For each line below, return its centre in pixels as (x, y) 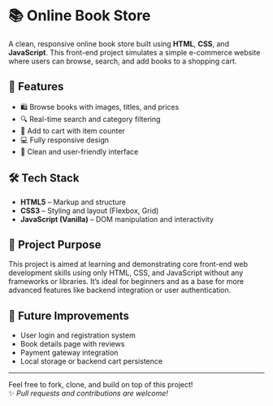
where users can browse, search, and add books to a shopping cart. (123, 61)
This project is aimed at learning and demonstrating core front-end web (128, 264)
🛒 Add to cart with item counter (73, 130)
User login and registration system (78, 335)
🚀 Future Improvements (69, 315)
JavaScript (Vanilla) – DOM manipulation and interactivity (117, 219)
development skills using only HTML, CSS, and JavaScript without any (126, 273)
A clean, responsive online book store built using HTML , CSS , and (119, 44)
